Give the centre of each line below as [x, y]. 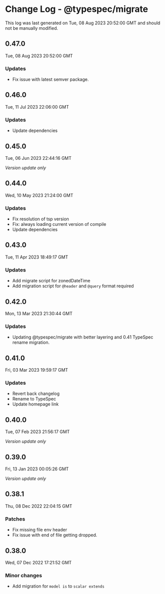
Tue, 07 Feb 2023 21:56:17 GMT [38, 432]
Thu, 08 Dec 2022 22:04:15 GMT [39, 506]
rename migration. [31, 342]
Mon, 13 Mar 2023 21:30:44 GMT [39, 313]
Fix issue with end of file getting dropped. [55, 535]
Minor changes [24, 575]
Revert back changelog [36, 394]
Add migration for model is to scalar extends [58, 586]
